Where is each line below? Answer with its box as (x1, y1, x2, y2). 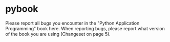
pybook (5, 3, 38, 15)
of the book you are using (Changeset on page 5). (5, 31, 111, 37)
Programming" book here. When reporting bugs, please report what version (5, 25, 165, 31)
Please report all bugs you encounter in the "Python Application (5, 20, 140, 26)
